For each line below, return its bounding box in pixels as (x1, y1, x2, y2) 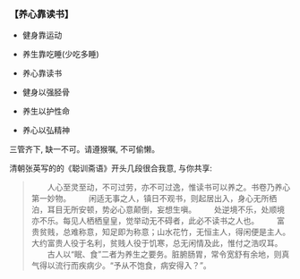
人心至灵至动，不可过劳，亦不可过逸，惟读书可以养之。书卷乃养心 (47, 182, 291, 193)
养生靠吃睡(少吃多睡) (21, 49, 100, 60)
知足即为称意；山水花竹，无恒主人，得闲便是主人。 (101, 226, 291, 238)
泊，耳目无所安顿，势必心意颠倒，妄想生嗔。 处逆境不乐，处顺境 (30, 204, 285, 216)
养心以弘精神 (21, 125, 70, 136)
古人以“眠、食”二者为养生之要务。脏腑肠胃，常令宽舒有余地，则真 (47, 249, 290, 260)
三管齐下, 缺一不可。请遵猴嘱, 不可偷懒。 (9, 144, 159, 155)
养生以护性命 (21, 106, 70, 117)
